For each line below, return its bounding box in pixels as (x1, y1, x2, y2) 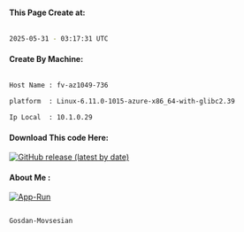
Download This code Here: (9, 132, 109, 143)
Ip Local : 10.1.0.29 (9, 113, 93, 122)
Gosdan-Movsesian (9, 217, 73, 226)
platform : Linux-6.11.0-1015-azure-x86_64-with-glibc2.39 (9, 97, 236, 106)
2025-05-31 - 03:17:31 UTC (9, 35, 109, 43)
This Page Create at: (9, 7, 86, 18)
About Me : (9, 172, 51, 182)
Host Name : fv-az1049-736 (9, 81, 109, 90)
